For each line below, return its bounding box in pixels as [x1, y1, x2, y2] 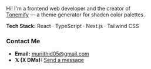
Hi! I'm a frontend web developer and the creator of [6, 5, 131, 12]
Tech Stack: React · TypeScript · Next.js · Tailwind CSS [6, 23, 139, 29]
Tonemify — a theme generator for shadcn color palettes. [6, 11, 145, 18]
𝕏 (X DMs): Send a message [14, 57, 84, 64]
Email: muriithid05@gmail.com [14, 50, 89, 57]
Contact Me [6, 37, 41, 45]
